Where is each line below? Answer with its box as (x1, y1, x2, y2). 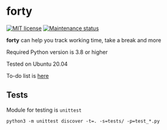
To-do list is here (6, 72, 49, 79)
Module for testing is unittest (6, 106, 82, 113)
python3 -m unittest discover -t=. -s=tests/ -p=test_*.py (6, 118, 160, 124)
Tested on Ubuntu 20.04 (6, 60, 69, 67)
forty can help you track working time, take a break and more (6, 36, 161, 44)
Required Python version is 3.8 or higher (6, 48, 108, 56)
